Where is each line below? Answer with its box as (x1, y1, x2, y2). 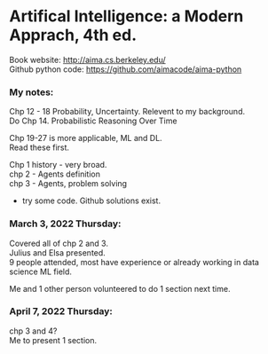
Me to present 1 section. (9, 334, 98, 345)
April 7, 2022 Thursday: (9, 305, 114, 318)
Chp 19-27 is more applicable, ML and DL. (9, 133, 162, 144)
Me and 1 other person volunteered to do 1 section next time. (9, 283, 231, 294)
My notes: (9, 86, 54, 98)
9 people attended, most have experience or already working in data (9, 256, 260, 267)
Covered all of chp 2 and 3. (9, 238, 109, 248)
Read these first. (9, 142, 69, 153)
